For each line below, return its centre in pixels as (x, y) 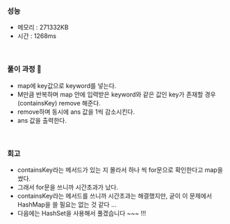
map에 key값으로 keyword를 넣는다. (67, 85)
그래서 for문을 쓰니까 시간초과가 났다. (68, 187)
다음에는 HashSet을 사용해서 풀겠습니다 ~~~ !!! (82, 213)
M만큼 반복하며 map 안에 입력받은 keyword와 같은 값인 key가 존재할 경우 (117, 94)
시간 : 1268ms (37, 36)
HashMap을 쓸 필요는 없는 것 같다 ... (67, 204)
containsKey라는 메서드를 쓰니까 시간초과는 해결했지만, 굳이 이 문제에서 (115, 196)
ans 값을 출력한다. (42, 120)
